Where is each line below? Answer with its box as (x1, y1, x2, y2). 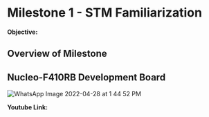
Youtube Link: (7, 103, 48, 111)
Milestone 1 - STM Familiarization (7, 5, 203, 21)
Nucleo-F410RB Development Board (7, 71, 166, 83)
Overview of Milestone (7, 48, 107, 60)
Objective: (7, 28, 38, 36)
